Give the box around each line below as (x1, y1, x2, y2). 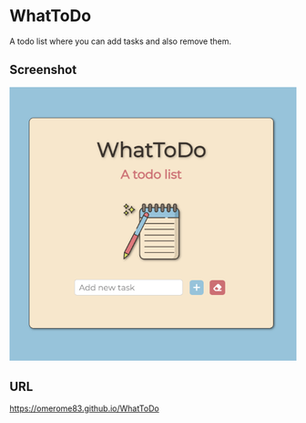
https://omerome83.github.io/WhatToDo (9, 403, 159, 414)
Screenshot (9, 62, 77, 78)
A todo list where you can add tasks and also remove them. (9, 36, 232, 47)
